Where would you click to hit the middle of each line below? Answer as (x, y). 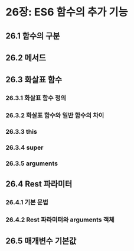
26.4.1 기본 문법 (27, 202)
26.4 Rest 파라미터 (39, 184)
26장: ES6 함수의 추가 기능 (67, 12)
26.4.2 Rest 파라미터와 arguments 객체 (60, 220)
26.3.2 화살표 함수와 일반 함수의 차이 (55, 115)
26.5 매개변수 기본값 (41, 241)
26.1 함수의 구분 (33, 36)
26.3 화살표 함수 (34, 80)
